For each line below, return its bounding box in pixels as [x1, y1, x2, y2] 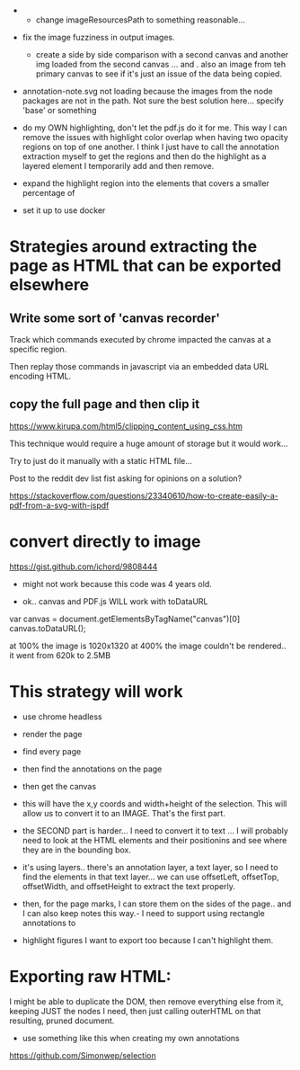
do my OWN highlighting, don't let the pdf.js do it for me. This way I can [22, 122, 287, 133]
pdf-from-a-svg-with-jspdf [9, 500, 110, 511]
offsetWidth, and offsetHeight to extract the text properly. [22, 880, 235, 891]
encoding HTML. [9, 370, 72, 381]
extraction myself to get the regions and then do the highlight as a [22, 151, 267, 162]
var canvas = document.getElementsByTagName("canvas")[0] [9, 613, 241, 624]
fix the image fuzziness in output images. [22, 32, 175, 42]
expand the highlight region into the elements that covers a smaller [22, 178, 269, 189]
